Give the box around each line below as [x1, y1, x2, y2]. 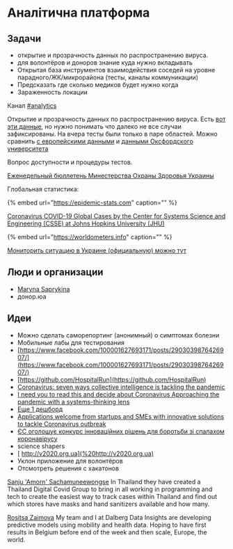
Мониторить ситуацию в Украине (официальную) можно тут [7, 246, 186, 255]
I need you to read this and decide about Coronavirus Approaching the [17, 390, 220, 398]
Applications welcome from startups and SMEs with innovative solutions [17, 412, 225, 420]
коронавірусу [17, 434, 58, 443]
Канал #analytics [7, 102, 57, 109]
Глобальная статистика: [7, 185, 79, 193]
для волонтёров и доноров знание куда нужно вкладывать [17, 58, 193, 67]
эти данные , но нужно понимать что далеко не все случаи [7, 122, 182, 130]
